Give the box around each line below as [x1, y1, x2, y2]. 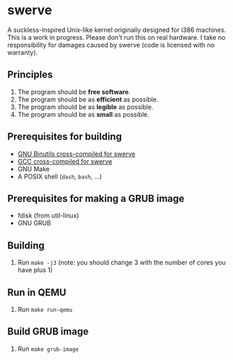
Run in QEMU [7, 286, 67, 298]
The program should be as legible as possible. [17, 102, 154, 111]
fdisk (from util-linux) [17, 211, 79, 220]
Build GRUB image [7, 325, 89, 338]
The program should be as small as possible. [17, 110, 150, 118]
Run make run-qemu [17, 305, 73, 313]
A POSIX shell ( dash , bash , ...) [17, 172, 103, 181]
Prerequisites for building [7, 130, 123, 143]
